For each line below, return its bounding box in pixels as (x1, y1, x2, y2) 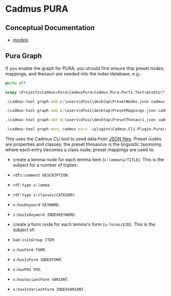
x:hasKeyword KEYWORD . (12, 202, 60, 208)
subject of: (12, 227, 36, 233)
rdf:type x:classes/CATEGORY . (12, 192, 76, 198)
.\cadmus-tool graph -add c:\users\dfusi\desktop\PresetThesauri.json (5, 117, 156, 122)
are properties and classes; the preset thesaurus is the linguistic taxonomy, (5, 141, 163, 147)
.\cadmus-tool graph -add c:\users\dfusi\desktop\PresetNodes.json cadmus (5, 99, 165, 104)
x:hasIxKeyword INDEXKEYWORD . (12, 211, 76, 217)
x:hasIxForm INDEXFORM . (12, 256, 63, 263)
